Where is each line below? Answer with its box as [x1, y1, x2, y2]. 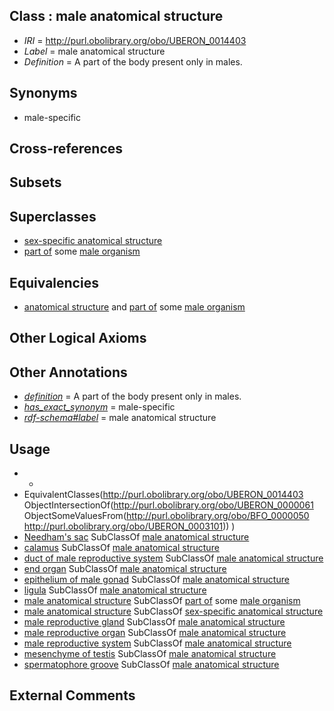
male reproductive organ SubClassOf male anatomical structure [23, 627, 287, 639]
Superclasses [9, 208, 97, 225]
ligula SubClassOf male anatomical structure [23, 584, 207, 596]
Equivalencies [9, 274, 99, 291]
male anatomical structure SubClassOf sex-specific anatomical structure [23, 605, 324, 618]
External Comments [9, 687, 136, 704]
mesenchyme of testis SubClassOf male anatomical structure [23, 648, 277, 660]
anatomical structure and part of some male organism [23, 301, 246, 313]
